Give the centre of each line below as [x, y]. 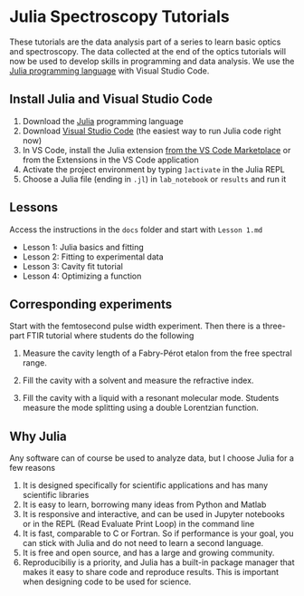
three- [274, 326]
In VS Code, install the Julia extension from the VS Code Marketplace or [157, 150]
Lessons [34, 207]
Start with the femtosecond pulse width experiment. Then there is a [135, 326]
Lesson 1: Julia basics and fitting [83, 247]
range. [34, 363]
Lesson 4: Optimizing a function [82, 276]
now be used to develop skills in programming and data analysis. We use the [152, 61]
